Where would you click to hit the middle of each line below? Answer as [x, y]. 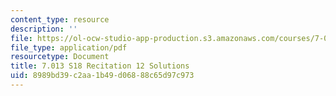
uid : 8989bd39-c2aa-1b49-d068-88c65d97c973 [102, 76]
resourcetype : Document [60, 57]
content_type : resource [60, 19]
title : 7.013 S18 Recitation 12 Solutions [100, 66]
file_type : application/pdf [69, 47]
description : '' [44, 29]
